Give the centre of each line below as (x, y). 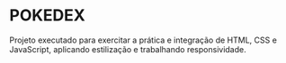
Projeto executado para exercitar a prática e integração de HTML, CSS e (143, 40)
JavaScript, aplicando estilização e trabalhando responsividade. (128, 49)
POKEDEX (47, 16)
